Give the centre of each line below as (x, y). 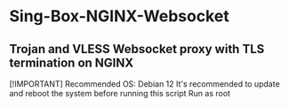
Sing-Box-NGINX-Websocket (119, 16)
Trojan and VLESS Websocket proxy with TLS (137, 49)
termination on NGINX (72, 62)
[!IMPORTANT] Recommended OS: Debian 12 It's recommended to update (144, 84)
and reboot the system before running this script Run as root (120, 93)
